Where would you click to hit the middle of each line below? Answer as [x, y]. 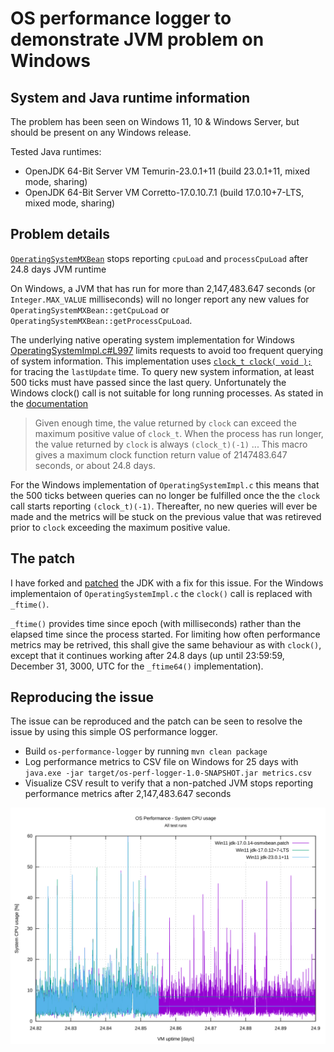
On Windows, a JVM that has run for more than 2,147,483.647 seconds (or [163, 288]
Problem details [60, 234]
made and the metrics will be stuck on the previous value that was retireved [166, 516]
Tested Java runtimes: [56, 151]
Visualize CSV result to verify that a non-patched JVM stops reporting [169, 783]
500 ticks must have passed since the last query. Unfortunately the [148, 382]
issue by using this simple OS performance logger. [114, 732]
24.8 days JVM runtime [58, 269]
